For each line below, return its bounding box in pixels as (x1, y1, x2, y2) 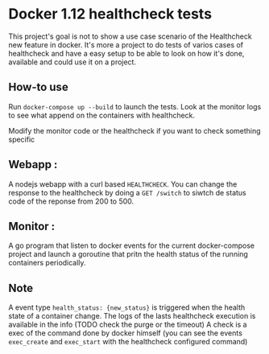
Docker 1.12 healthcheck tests (8, 5, 212, 23)
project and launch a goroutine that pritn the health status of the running (8, 249, 248, 259)
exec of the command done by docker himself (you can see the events (8, 328, 243, 338)
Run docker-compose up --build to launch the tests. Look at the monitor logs (8, 101, 262, 111)
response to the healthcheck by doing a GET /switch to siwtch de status (8, 187, 247, 197)
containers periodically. (8, 258, 86, 268)
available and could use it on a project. (8, 57, 137, 67)
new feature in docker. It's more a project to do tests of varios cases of (8, 39, 244, 49)
